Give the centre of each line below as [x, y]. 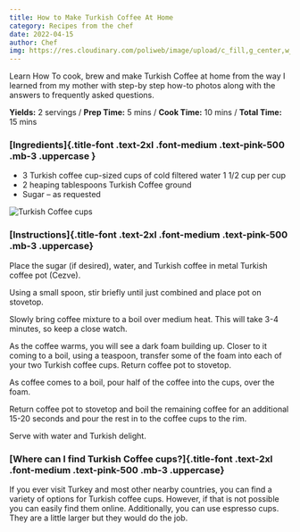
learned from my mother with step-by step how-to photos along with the [142, 86]
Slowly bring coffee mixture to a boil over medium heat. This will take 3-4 [144, 319]
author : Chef [33, 42]
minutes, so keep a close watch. [68, 328]
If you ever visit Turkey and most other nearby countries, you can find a [141, 490]
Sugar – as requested [61, 195]
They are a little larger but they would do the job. [99, 518]
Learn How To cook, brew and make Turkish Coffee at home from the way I [147, 76]
